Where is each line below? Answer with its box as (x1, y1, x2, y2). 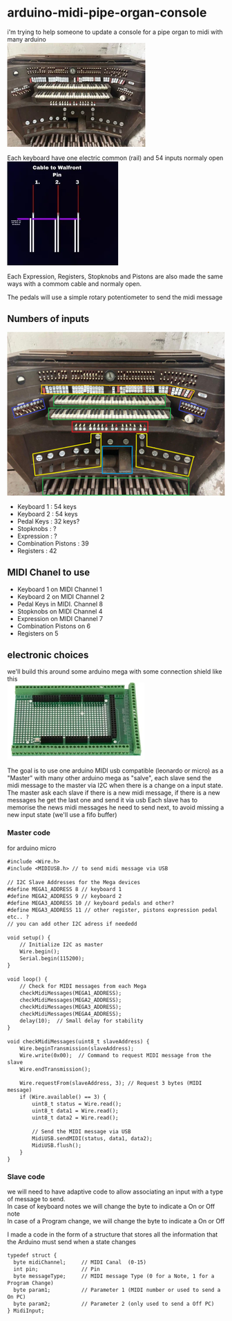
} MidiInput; (7, 1307, 45, 1314)
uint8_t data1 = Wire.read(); (32, 1107, 119, 1114)
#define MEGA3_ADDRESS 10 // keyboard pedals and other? (7, 899, 175, 906)
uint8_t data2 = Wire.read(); (32, 1114, 119, 1121)
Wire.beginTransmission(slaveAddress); (19, 1045, 135, 1052)
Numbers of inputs (7, 313, 90, 325)
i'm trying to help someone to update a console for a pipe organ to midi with (7, 28, 223, 36)
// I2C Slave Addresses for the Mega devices (7, 879, 140, 886)
